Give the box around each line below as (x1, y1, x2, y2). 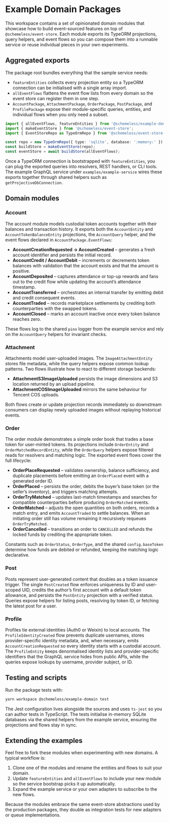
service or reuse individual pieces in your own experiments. (5, 41, 129, 47)
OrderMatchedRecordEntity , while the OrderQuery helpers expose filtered (5, 447, 153, 453)
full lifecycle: (5, 457, 32, 464)
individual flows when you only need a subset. (12, 111, 109, 117)
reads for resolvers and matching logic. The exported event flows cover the (5, 452, 162, 458)
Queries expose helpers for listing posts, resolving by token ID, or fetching (5, 597, 159, 603)
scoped (5, 587, 21, 593)
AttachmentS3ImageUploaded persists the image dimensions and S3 (12, 375, 158, 381)
